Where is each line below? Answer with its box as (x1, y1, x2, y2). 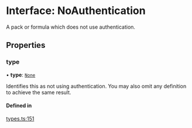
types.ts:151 (6, 115, 35, 122)
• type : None (6, 71, 36, 78)
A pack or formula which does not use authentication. (6, 23, 136, 30)
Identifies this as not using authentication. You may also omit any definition (6, 82, 187, 89)
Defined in (6, 102, 32, 109)
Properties (6, 40, 46, 50)
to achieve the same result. (6, 89, 71, 96)
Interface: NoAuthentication (6, 4, 146, 18)
